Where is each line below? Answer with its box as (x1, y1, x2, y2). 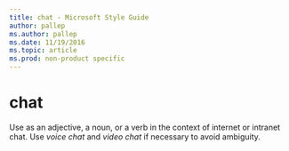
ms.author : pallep (9, 29, 77, 38)
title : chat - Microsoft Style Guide (9, 12, 149, 22)
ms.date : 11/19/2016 (9, 37, 86, 47)
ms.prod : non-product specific (9, 54, 125, 63)
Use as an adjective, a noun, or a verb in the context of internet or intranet (9, 122, 281, 132)
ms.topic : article (9, 46, 77, 55)
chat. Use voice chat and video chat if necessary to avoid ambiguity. (9, 131, 261, 142)
